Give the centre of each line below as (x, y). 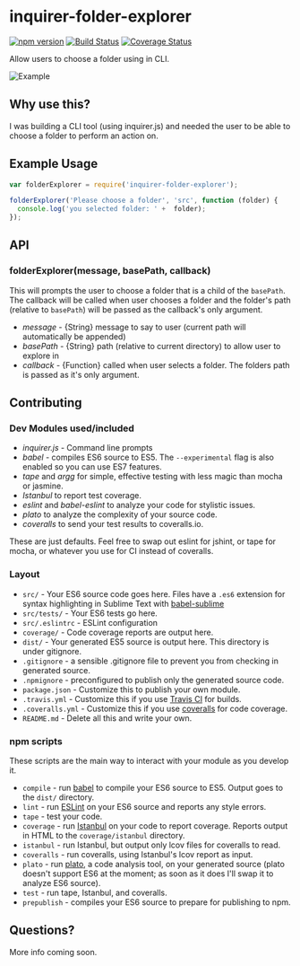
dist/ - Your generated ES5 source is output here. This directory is (146, 641)
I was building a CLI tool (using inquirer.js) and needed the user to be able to (150, 126)
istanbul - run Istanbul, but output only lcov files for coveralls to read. (151, 845)
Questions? (42, 931)
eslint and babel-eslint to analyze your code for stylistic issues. (139, 505)
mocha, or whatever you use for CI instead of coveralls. (111, 551)
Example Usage (54, 164)
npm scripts (36, 741)
